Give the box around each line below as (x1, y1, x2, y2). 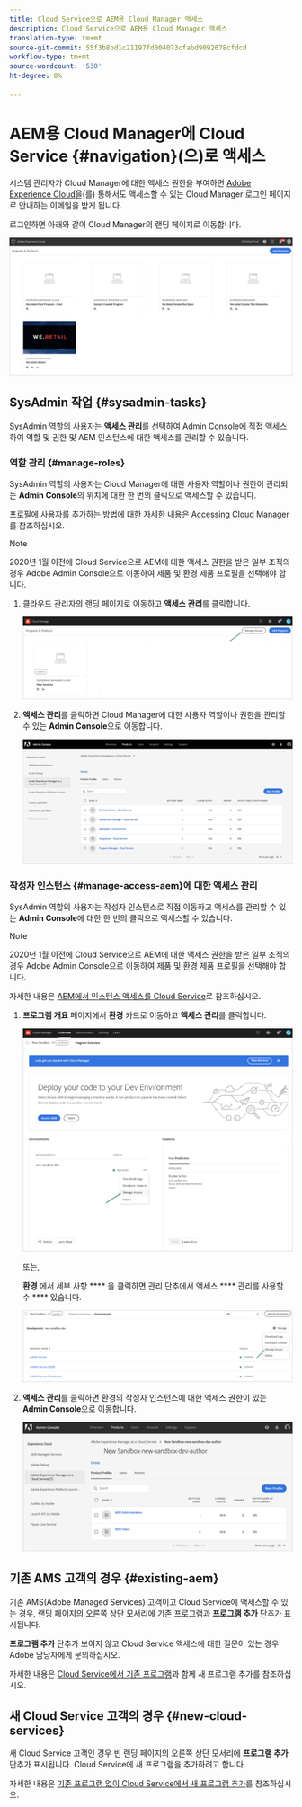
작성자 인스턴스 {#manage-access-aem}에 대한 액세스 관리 (9, 879, 258, 891)
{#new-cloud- (165, 1708, 247, 1723)
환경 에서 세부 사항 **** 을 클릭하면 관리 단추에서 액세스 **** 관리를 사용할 (22, 1280, 284, 1291)
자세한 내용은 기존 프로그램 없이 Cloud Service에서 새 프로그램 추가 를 (9, 1778, 253, 1789)
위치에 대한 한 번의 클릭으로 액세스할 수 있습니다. (86, 490, 257, 500)
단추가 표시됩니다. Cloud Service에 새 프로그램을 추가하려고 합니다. (9, 1759, 246, 1770)
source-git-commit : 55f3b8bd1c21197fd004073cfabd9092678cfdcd (9, 43, 247, 52)
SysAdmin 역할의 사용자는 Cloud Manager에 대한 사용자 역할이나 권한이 (9, 478, 265, 489)
